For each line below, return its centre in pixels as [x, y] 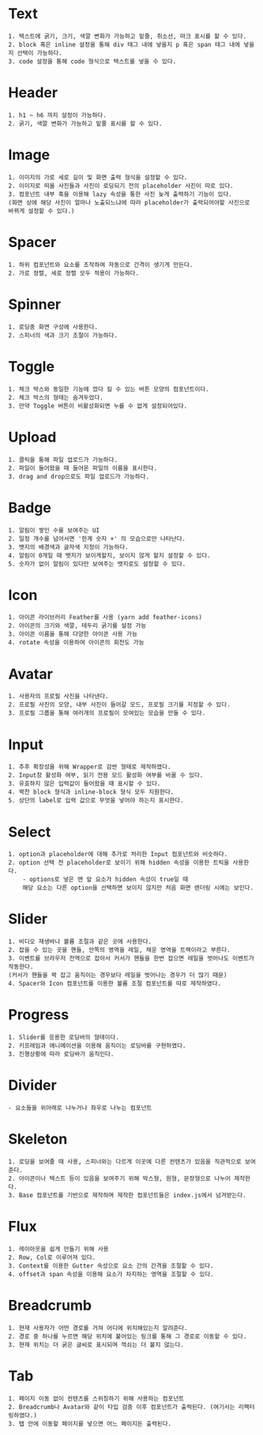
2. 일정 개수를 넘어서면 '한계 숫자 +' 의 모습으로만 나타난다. [97, 539]
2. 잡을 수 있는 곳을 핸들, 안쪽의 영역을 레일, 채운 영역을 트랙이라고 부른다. [119, 950]
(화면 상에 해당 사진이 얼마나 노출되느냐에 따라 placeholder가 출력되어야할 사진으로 [129, 202]
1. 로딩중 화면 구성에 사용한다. [53, 327]
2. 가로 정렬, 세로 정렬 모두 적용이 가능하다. [74, 273]
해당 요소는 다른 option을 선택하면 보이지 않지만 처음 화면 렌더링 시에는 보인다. [138, 888]
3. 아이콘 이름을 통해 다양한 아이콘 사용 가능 [73, 634]
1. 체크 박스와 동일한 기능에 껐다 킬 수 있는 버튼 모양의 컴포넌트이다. [109, 389]
